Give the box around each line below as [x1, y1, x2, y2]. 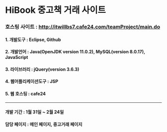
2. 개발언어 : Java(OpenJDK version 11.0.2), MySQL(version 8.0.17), [5, 49, 145, 55]
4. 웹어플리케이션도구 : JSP [5, 79, 59, 85]
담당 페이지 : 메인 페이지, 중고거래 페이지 [5, 121, 83, 127]
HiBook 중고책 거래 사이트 [5, 4, 106, 16]
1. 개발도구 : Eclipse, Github [5, 37, 61, 43]
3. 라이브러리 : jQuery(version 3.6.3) [5, 66, 80, 72]
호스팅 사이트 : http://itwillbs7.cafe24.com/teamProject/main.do [5, 23, 161, 30]
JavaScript [5, 54, 28, 60]
